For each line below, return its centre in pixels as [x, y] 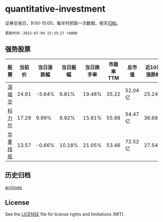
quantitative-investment [55, 9]
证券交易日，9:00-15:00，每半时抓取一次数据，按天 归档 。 [63, 23]
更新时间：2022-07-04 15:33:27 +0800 [41, 33]
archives [14, 187]
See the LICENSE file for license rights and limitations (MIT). [65, 214]
